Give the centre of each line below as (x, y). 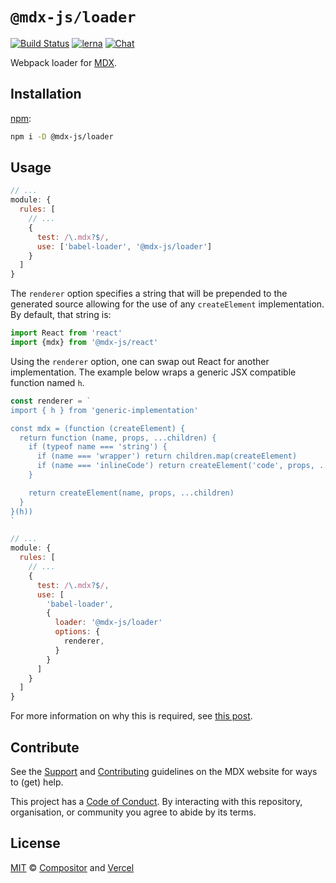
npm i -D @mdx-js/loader (62, 136)
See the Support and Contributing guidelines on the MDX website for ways (164, 771)
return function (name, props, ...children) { (118, 438)
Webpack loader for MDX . (63, 62)
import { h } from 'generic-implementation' (104, 410)
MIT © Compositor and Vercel (72, 867)
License (35, 843)
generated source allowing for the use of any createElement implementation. (167, 304)
